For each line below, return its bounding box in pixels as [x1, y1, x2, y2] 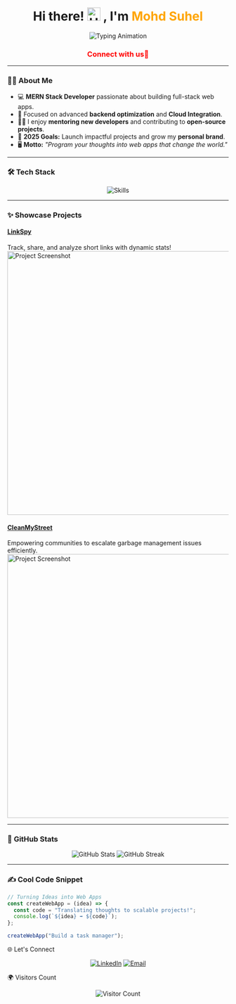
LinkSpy [7, 227, 32, 236]
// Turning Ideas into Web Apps [7, 894, 102, 901]
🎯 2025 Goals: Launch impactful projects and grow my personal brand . [17, 132, 225, 141]
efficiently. [7, 546, 38, 555]
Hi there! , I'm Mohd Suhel [32, 8, 204, 25]
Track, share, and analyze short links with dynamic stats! [7, 243, 172, 251]
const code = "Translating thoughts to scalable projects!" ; [13, 906, 197, 914]
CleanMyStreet [7, 523, 53, 531]
